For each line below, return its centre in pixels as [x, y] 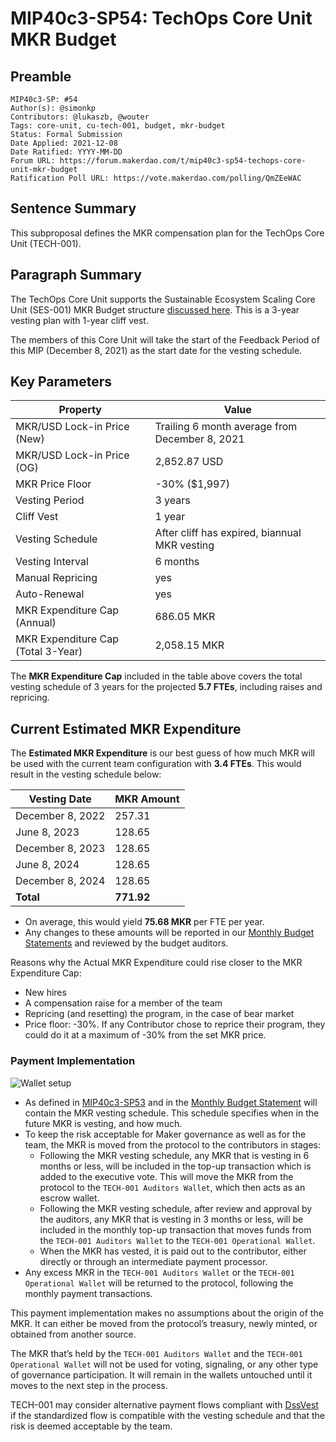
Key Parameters [61, 382]
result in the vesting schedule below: [86, 774]
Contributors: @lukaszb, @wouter [80, 117]
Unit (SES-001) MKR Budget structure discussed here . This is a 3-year [155, 309]
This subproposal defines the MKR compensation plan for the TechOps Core [167, 233]
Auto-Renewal [50, 594]
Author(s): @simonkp [53, 108]
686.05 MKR [185, 617]
